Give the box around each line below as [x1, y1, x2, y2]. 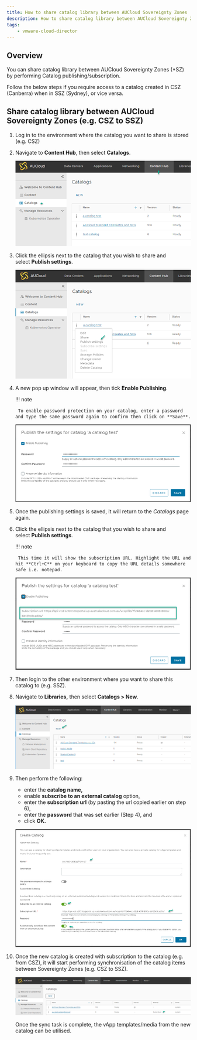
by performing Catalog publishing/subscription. [6, 72, 121, 79]
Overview [6, 50, 43, 60]
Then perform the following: [15, 775, 83, 782]
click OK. [23, 817, 46, 824]
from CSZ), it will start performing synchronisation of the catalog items [15, 959, 186, 966]
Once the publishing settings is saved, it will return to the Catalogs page [15, 508, 189, 515]
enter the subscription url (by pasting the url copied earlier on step [23, 799, 186, 806]
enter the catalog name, [23, 786, 83, 793]
